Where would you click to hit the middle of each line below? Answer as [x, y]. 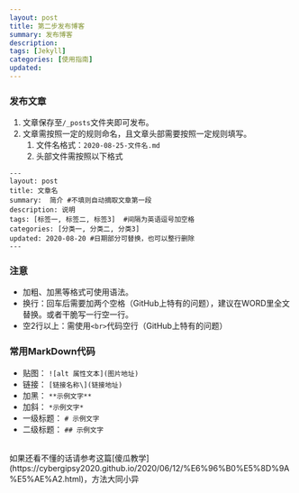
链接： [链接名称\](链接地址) [72, 384]
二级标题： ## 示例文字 [63, 429]
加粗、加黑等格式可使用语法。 [77, 292]
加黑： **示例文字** [57, 395]
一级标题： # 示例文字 [61, 418]
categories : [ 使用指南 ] [51, 59]
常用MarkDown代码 [53, 351]
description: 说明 [42, 210]
